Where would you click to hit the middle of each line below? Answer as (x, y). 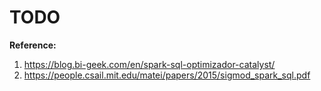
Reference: (33, 45)
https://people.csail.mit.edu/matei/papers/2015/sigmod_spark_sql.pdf (167, 75)
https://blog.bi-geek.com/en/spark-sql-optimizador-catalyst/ (149, 64)
